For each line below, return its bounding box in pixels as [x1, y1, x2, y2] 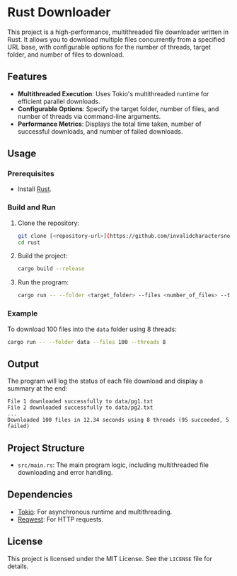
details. [7, 562, 29, 570]
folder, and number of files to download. [7, 50, 125, 59]
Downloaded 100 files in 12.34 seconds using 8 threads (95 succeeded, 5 [7, 417, 230, 424]
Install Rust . [17, 185, 52, 193]
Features [7, 71, 47, 83]
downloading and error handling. [17, 468, 113, 477]
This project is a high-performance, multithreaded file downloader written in [7, 28, 229, 36]
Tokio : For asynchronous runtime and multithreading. [17, 507, 173, 516]
